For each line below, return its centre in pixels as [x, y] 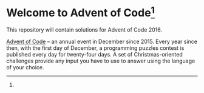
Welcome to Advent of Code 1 [80, 12]
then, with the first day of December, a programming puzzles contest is [95, 48]
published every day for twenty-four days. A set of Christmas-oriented [95, 55]
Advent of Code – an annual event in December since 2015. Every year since [102, 42]
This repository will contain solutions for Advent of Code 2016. [84, 30]
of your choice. [25, 67]
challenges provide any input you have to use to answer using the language [101, 61]
